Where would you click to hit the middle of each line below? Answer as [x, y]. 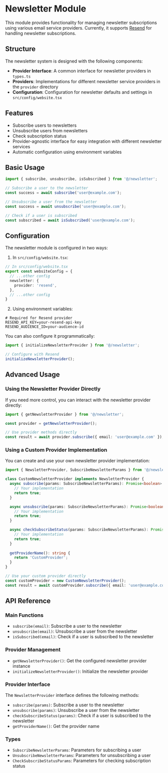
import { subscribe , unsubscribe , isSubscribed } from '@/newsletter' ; [81, 179]
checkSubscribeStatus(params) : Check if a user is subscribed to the [82, 715]
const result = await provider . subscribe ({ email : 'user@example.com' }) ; [85, 437]
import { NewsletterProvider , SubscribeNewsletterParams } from [73, 470]
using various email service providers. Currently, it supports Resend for [78, 28]
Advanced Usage [32, 374]
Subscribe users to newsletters [44, 125]
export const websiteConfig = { [39, 272]
